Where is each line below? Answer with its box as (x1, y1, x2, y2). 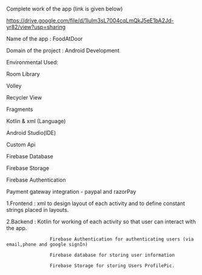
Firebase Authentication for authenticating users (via (49, 236, 194, 242)
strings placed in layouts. (6, 206, 69, 213)
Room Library (6, 70, 41, 78)
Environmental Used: (6, 59, 59, 66)
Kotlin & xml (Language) (6, 118, 66, 124)
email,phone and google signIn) (6, 242, 88, 248)
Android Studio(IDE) (6, 129, 56, 136)
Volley (6, 82, 22, 89)
